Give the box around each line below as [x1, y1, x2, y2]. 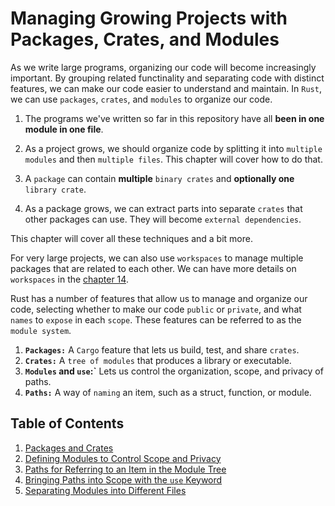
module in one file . [24, 123, 104, 135]
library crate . [24, 183, 87, 195]
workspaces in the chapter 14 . [10, 273, 129, 285]
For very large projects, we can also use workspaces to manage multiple [10, 252, 304, 264]
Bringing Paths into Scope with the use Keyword [24, 473, 223, 486]
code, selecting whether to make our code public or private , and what [10, 303, 302, 315]
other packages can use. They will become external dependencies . [24, 213, 302, 225]
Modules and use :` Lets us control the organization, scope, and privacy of [24, 365, 324, 377]
